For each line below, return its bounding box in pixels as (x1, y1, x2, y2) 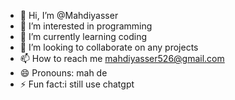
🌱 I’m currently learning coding (19, 31, 148, 42)
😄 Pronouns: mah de (19, 67, 108, 79)
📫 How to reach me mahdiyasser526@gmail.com (19, 53, 225, 64)
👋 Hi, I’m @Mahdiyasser (19, 10, 119, 21)
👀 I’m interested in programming (19, 20, 153, 32)
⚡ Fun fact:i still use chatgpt (19, 78, 135, 90)
